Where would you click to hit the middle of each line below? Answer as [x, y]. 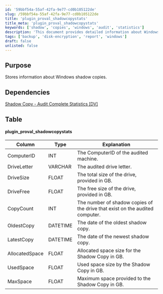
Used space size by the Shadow [114, 264]
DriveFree [19, 191]
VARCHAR [60, 167]
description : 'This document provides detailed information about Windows [82, 32]
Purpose [18, 65]
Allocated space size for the [109, 250]
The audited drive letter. [104, 167]
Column [25, 144]
